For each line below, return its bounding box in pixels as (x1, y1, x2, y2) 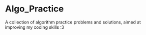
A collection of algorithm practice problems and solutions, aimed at (5, 19, 141, 25)
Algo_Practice (5, 3, 64, 14)
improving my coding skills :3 (5, 24, 64, 30)
